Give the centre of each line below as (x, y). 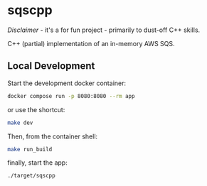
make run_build (30, 149)
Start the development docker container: (67, 83)
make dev (20, 123)
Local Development (51, 66)
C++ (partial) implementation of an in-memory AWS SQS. (91, 43)
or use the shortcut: (36, 109)
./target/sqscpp (31, 176)
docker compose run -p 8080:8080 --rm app (71, 96)
